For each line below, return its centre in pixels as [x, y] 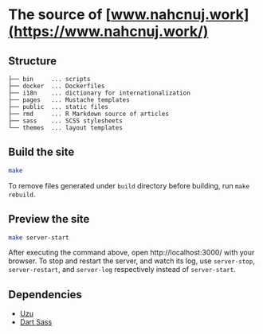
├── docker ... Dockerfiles [57, 86]
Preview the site [49, 219]
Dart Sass [36, 322]
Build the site [41, 152]
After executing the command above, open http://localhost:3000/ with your [131, 253]
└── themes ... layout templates [66, 128]
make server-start [39, 237]
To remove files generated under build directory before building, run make [129, 185]
